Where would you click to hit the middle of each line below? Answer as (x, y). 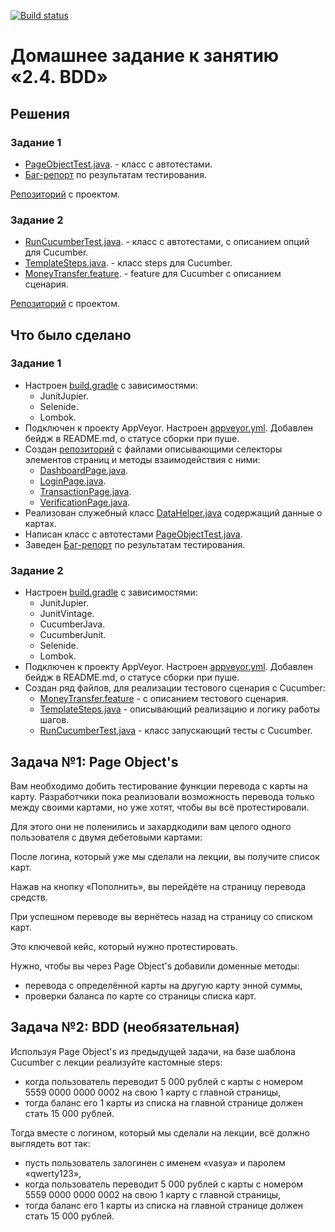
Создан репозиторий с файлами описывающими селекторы (153, 449)
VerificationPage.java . (85, 502)
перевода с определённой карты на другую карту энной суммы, (163, 985)
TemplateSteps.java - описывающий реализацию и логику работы (180, 709)
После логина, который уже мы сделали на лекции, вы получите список (165, 856)
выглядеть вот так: (50, 1143)
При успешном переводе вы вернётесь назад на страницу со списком (161, 916)
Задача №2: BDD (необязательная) (125, 1027)
